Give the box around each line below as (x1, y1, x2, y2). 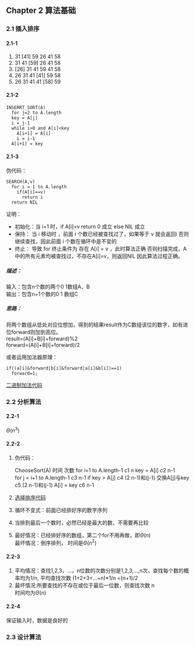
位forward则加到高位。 (6, 328, 62, 335)
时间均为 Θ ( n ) (14, 589, 47, 596)
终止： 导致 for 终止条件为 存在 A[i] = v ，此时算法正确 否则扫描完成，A (14, 245, 187, 252)
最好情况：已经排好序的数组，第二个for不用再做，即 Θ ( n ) (14, 532, 151, 539)
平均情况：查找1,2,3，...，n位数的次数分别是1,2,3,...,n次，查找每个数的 (14, 567, 184, 574)
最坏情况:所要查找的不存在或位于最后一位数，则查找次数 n (14, 582, 155, 589)
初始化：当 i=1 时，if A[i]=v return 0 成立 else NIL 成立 (14, 223, 145, 230)
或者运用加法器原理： (6, 353, 58, 360)
